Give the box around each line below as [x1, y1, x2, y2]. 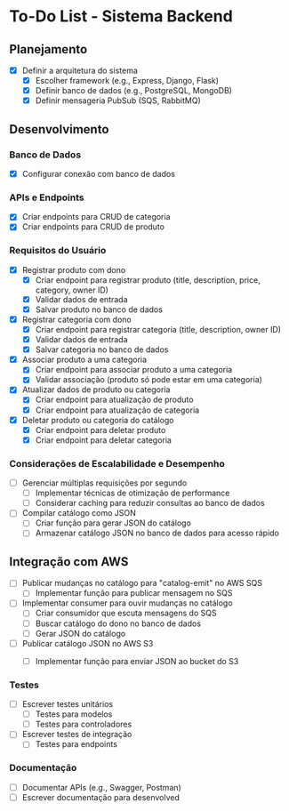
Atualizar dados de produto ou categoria [21, 384, 171, 395]
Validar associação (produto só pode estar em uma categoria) [35, 374, 262, 385]
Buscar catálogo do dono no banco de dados [35, 618, 202, 629]
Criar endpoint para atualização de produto [35, 394, 194, 405]
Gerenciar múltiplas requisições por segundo [21, 478, 188, 488]
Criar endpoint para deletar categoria [35, 434, 172, 446]
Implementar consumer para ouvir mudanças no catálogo [21, 598, 233, 608]
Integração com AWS [9, 554, 129, 569]
